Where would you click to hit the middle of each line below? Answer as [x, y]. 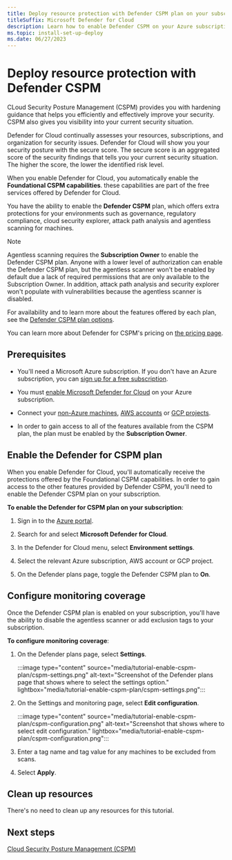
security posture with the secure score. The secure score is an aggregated [114, 150]
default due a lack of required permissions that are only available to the [108, 277]
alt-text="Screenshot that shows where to [165, 723]
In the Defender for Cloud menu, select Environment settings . [106, 547]
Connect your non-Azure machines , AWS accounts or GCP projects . [114, 412]
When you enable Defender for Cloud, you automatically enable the [103, 178]
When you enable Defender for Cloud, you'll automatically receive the [106, 472]
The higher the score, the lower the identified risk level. [86, 165]
